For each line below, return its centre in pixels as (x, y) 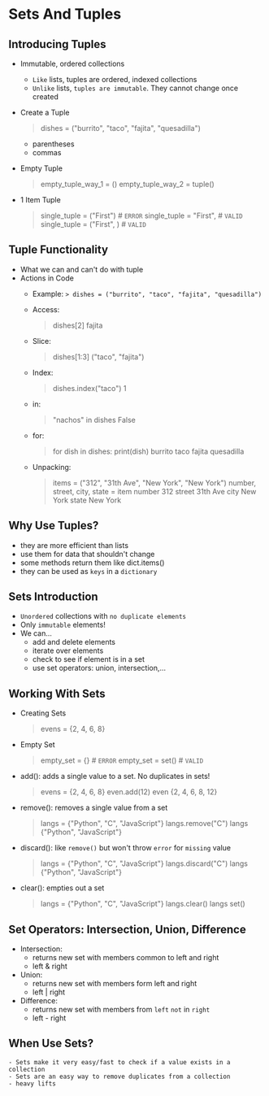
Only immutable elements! (63, 625)
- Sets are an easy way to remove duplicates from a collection (119, 1076)
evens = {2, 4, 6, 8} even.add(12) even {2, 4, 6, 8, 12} (129, 792)
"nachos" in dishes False (94, 420)
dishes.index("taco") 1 (89, 388)
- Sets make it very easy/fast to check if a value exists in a (119, 1062)
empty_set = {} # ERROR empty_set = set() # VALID (122, 760)
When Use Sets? (51, 1044)
